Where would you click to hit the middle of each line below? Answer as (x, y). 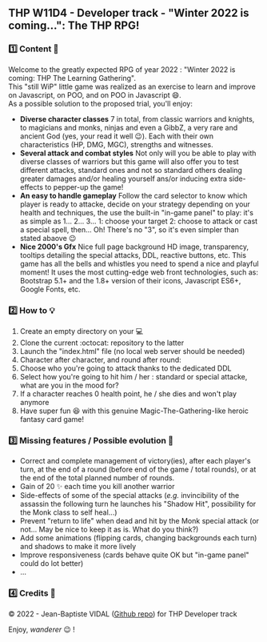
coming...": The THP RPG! (74, 26)
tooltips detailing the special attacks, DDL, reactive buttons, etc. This (133, 255)
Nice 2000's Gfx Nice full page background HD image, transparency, (134, 247)
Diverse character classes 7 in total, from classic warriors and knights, (137, 118)
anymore (34, 402)
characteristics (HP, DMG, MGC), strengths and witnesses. (116, 144)
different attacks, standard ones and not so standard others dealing (131, 170)
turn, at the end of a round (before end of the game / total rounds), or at (138, 469)
